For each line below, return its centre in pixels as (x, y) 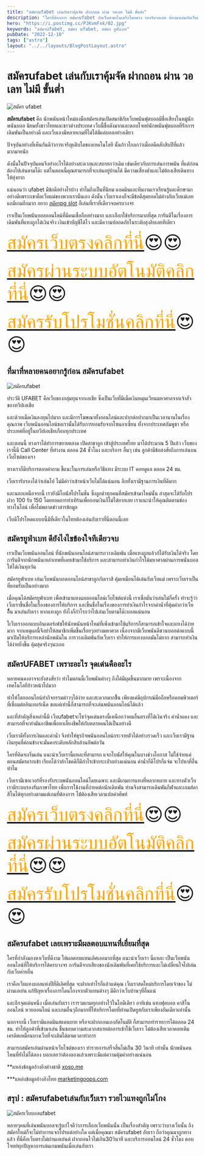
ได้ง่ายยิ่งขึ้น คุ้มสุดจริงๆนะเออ (36, 644)
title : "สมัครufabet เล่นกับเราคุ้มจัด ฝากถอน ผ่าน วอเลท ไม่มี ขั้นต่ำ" (77, 12)
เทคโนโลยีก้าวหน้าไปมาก (32, 686)
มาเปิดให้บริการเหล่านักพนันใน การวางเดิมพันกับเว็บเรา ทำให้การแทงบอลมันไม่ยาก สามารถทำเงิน (102, 638)
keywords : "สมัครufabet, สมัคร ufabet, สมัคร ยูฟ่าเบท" (68, 29)
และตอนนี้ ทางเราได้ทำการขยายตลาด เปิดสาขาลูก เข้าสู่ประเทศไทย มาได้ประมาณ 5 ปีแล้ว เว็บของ (102, 443)
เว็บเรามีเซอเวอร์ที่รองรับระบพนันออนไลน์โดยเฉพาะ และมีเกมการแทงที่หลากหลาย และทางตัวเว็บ (102, 781)
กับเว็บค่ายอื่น (20, 972)
